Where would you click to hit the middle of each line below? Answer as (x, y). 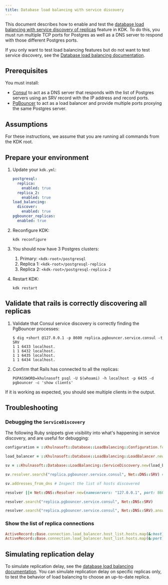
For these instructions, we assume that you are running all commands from (82, 136)
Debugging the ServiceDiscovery (45, 422)
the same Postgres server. (39, 109)
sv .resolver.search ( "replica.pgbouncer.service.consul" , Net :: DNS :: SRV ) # (85, 474)
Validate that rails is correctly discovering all (76, 304)
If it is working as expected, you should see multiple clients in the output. (80, 392)
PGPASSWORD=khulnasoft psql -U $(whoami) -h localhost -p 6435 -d (83, 378)
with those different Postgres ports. (42, 40)
